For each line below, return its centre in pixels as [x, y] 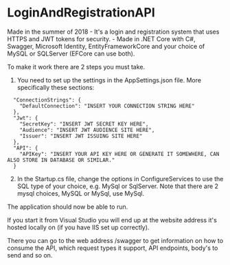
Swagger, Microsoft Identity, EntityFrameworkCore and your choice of [106, 46]
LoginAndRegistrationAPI [81, 13]
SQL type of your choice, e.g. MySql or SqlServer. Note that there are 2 [117, 186]
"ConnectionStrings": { [47, 100]
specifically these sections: [56, 87]
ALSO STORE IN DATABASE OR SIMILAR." [61, 160]
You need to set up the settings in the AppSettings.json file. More [109, 80]
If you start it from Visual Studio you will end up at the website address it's [112, 220]
